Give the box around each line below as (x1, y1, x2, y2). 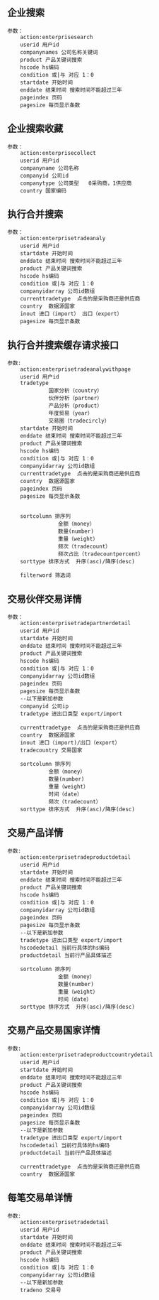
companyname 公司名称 (20, 164, 80, 172)
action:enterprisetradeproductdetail (20, 853, 131, 861)
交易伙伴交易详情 (7, 592, 82, 605)
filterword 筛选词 (20, 572, 71, 579)
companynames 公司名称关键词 (20, 48, 98, 55)
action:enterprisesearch (20, 33, 93, 40)
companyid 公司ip (20, 703, 69, 710)
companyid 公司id (20, 172, 69, 179)
